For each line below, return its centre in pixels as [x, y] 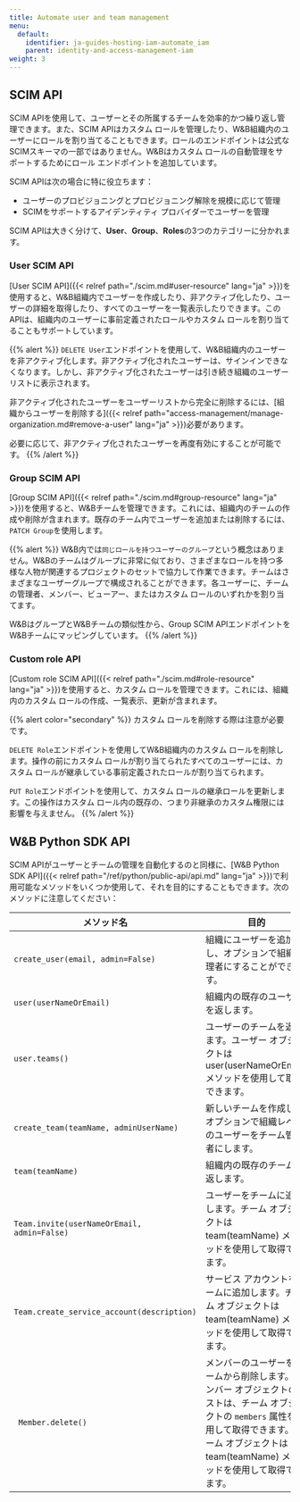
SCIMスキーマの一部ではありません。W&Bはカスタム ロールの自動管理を [142, 151]
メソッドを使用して [245, 1078]
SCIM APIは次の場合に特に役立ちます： [81, 181]
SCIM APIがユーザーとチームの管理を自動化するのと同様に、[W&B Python [144, 864]
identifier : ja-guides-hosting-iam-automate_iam [117, 42]
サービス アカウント [246, 1279]
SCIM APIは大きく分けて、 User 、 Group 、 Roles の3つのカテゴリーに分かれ [146, 230]
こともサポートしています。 [67, 330]
